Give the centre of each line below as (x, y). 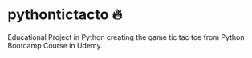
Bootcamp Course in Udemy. (55, 45)
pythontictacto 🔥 (65, 15)
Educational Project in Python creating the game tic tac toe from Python (126, 37)
